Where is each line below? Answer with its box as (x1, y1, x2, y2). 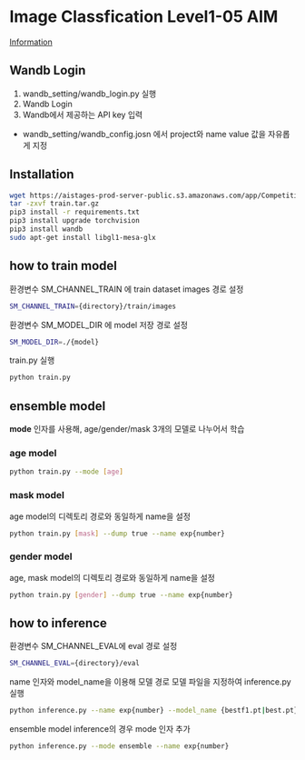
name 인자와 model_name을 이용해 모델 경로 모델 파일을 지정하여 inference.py (9, 676, 292, 687)
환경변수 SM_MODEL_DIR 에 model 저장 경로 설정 (9, 319, 189, 330)
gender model (9, 550, 73, 563)
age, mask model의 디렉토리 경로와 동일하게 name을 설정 (9, 572, 215, 583)
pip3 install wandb (9, 225, 84, 234)
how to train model (9, 258, 118, 274)
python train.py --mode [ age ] (9, 467, 124, 476)
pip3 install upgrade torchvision (9, 216, 141, 225)
